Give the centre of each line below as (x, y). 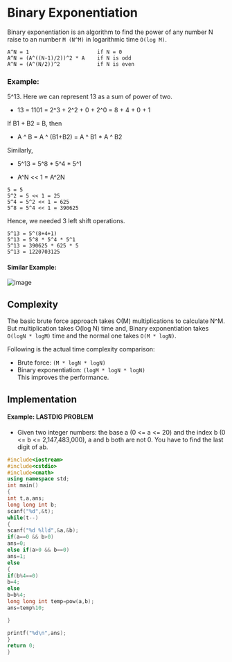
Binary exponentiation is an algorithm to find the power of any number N (110, 32)
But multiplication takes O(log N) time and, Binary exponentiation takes (108, 329)
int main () (23, 486)
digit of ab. (33, 447)
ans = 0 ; (17, 543)
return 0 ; (21, 646)
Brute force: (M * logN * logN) (61, 363)
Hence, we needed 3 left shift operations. (66, 221)
